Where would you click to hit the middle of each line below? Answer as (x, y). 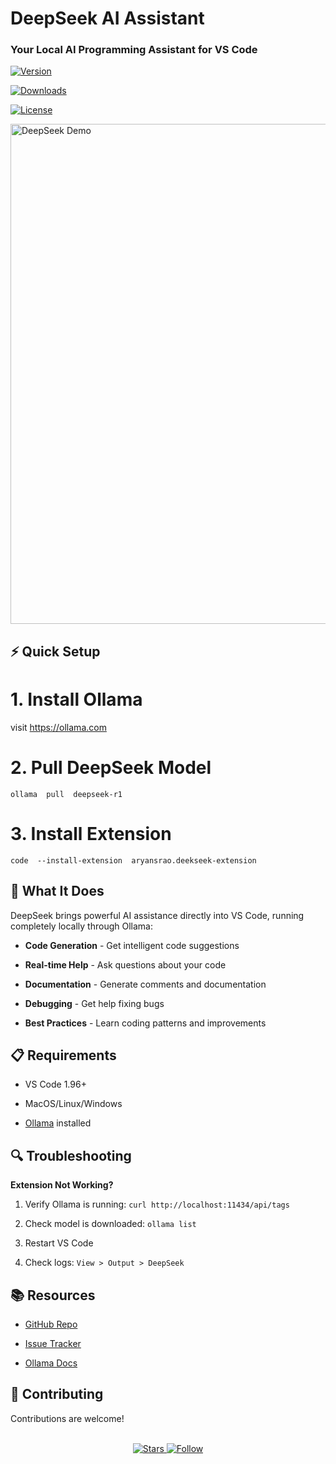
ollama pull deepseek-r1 (66, 794)
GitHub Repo (51, 1324)
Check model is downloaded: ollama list (110, 1224)
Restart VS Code (59, 1243)
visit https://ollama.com (58, 727)
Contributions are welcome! (67, 1418)
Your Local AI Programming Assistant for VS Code (134, 50)
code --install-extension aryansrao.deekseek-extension (133, 860)
